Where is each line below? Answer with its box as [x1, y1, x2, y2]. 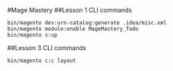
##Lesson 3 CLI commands [7, 44, 86, 52]
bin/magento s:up [7, 31, 58, 38]
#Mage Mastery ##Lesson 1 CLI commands [7, 6, 133, 14]
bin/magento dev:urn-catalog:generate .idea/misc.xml [7, 19, 167, 26]
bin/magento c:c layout [7, 57, 77, 64]
